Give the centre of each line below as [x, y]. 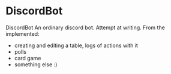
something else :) [36, 64]
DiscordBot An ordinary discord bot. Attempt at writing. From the [85, 27]
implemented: [22, 33]
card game [28, 58]
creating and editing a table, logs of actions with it [76, 45]
